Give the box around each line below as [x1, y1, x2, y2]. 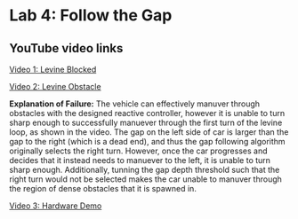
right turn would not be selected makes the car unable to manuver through [9, 174, 283, 184]
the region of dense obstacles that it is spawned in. [9, 184, 197, 193]
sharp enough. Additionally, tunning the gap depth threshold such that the [9, 165, 280, 175]
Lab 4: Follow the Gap [9, 5, 173, 26]
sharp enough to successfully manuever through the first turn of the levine [9, 117, 283, 128]
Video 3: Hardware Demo [9, 200, 102, 211]
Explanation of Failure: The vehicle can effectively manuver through [9, 98, 261, 109]
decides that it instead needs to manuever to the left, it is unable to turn [9, 155, 271, 165]
